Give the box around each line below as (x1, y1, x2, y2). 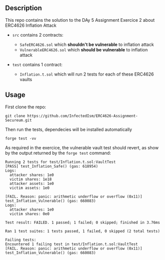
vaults (19, 76, 32, 82)
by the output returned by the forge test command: (5, 150, 111, 156)
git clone (5, 113, 26, 118)
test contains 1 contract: (12, 61, 63, 67)
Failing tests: (5, 237, 37, 242)
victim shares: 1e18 (9, 176, 52, 182)
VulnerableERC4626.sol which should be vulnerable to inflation (19, 46, 148, 52)
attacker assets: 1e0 (9, 181, 54, 186)
